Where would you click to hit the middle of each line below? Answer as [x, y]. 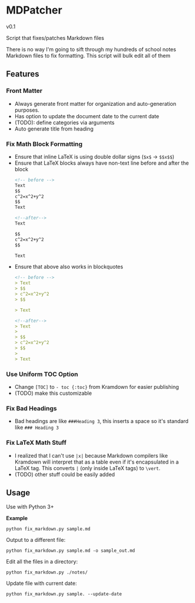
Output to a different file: [36, 540]
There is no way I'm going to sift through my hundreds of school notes [91, 49]
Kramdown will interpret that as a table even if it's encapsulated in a [97, 462]
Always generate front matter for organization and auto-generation [95, 104]
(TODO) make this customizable [53, 393]
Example [17, 518]
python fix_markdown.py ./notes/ [47, 572]
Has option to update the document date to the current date [87, 116]
